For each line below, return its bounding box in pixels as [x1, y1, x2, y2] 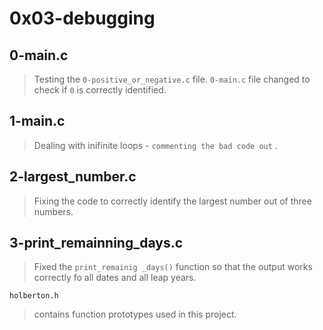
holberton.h [9, 291, 59, 301]
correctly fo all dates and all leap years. [33, 272, 197, 284]
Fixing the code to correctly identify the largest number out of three [33, 195, 312, 207]
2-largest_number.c [9, 168, 137, 186]
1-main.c [9, 113, 66, 130]
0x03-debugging [9, 7, 156, 30]
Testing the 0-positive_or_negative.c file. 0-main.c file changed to [33, 73, 311, 85]
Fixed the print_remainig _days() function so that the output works [33, 261, 313, 273]
